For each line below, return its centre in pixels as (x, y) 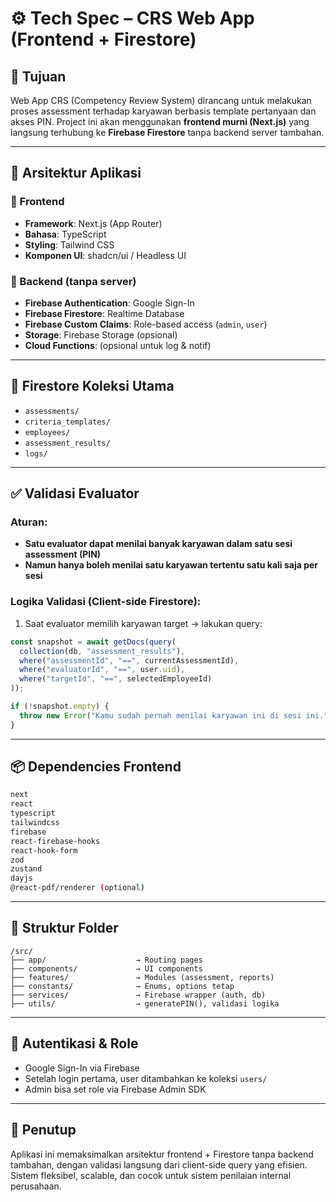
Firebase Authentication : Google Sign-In (109, 303)
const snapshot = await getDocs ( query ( (93, 642)
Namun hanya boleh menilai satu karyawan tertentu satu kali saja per (171, 565)
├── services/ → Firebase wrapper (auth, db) (138, 995)
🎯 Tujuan (38, 76)
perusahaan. (36, 1186)
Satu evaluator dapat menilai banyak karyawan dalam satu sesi (158, 544)
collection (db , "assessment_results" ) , (102, 651)
